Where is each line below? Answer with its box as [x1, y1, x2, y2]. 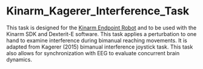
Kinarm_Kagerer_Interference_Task [6, 4, 190, 18]
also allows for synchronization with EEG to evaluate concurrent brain [6, 49, 180, 56]
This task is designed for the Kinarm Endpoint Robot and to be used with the [6, 24, 197, 31]
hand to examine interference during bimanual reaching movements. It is [6, 37, 188, 44]
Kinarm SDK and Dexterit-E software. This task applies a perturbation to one [6, 30, 197, 37]
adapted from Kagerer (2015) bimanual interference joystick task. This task [6, 43, 193, 50]
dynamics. [6, 56, 32, 63]
